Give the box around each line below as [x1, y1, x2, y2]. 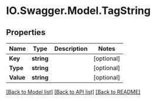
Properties [6, 27, 46, 37]
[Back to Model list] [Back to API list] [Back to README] [6, 89, 141, 95]
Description [54, 45, 88, 53]
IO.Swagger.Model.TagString [6, 4, 151, 18]
